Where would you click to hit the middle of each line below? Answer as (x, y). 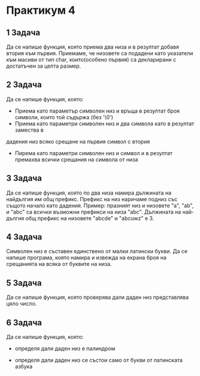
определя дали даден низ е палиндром (65, 348)
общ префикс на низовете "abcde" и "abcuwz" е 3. (90, 218)
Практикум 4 (41, 10)
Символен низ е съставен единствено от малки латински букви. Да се (97, 251)
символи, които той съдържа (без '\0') (64, 117)
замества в (29, 130)
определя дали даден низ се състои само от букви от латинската (99, 360)
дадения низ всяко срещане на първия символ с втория (78, 141)
